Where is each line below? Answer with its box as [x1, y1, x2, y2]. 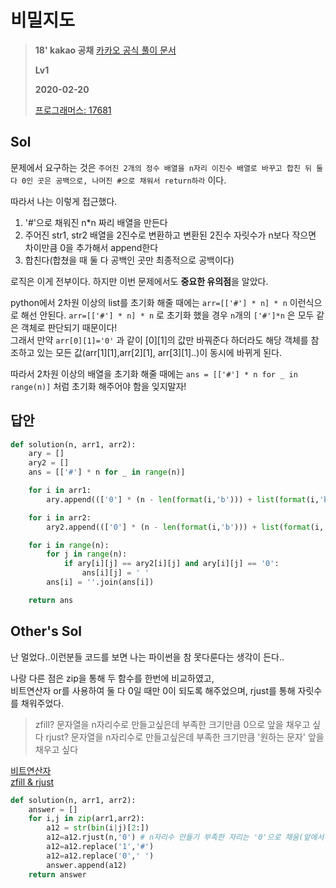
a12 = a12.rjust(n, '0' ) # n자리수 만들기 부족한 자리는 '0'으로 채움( [46, 832, 304, 843]
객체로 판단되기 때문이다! [20, 321, 118, 333]
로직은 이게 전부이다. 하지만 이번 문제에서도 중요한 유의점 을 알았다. [10, 275, 269, 287]
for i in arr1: [28, 486, 92, 496]
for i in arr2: [28, 512, 92, 523]
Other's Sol [10, 623, 83, 640]
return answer [28, 869, 87, 880]
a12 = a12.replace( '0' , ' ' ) [46, 851, 155, 861]
